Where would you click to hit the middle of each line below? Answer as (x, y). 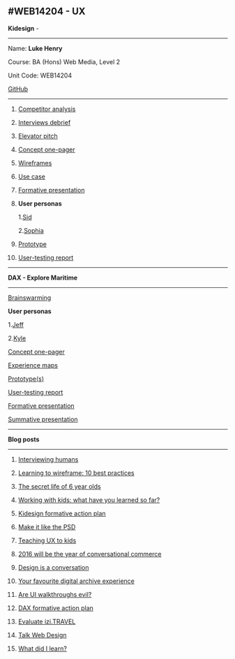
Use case (32, 176)
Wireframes (35, 162)
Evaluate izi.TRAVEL (47, 621)
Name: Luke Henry (35, 48)
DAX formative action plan (55, 608)
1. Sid (25, 217)
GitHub (18, 89)
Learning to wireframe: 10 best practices (76, 473)
